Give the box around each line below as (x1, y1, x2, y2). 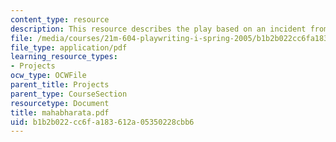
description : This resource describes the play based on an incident (10, 24, 307, 34)
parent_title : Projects (10, 80, 110, 90)
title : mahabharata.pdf (10, 107, 110, 118)
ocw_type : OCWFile (10, 71, 87, 81)
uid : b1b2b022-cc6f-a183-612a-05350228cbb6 (10, 117, 195, 127)
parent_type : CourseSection (10, 89, 128, 99)
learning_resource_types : (10, 52, 118, 62)
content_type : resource (10, 14, 110, 25)
